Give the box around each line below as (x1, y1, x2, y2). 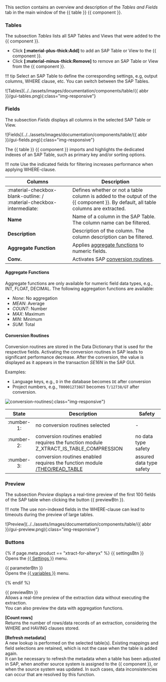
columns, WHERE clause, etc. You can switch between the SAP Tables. (5, 79, 150, 84)
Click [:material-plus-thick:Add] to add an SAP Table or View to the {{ (12, 48, 157, 54)
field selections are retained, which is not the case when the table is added (5, 645, 158, 651)
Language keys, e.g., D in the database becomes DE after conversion (12, 379, 151, 384)
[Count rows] (5, 614, 33, 620)
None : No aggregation (12, 295, 58, 301)
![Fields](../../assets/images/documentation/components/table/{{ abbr (5, 131, 147, 137)
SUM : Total (12, 321, 36, 327)
